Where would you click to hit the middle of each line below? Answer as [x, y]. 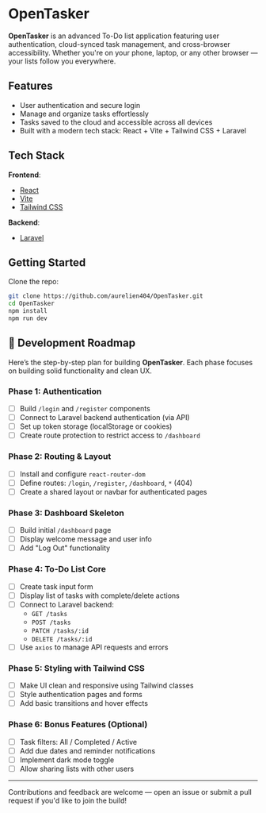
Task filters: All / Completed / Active [78, 742]
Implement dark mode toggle [67, 760]
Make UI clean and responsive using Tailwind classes [106, 686]
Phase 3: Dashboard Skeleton [66, 513]
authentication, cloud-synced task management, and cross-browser [120, 44]
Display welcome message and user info [85, 539]
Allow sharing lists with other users [77, 769]
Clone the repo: [34, 282]
